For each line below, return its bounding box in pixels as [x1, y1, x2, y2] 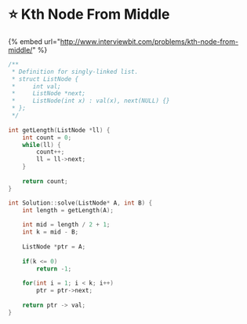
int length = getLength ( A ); [22, 206, 114, 214]
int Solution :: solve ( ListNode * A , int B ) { [8, 199, 153, 207]
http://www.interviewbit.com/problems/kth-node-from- [60, 36, 239, 46]
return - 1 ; [36, 264, 72, 273]
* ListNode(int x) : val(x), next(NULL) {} [11, 97, 170, 105]
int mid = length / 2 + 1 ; [22, 221, 111, 229]
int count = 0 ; [22, 134, 72, 142]
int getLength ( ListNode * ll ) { [8, 126, 111, 134]
